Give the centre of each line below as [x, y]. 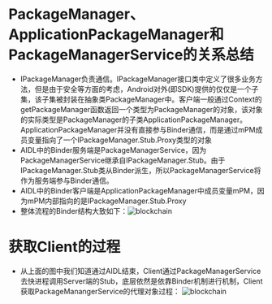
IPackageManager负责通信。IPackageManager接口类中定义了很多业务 [138, 79]
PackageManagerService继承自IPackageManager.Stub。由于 [123, 160]
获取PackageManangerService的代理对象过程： [100, 291]
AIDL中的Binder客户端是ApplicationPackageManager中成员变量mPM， [138, 190]
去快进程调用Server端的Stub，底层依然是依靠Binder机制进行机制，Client [141, 281]
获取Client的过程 [65, 247]
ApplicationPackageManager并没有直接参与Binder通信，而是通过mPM [138, 129]
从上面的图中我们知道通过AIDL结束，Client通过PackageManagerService [140, 271]
